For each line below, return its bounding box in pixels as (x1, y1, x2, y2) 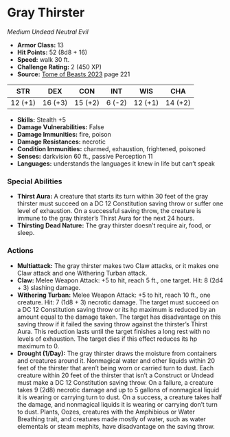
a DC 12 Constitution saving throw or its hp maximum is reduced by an (16, 305, 216, 313)
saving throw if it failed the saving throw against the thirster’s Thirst (16, 320, 208, 328)
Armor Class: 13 (16, 41, 64, 49)
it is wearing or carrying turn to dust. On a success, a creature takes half (16, 393, 222, 401)
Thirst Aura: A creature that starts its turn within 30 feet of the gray (16, 192, 209, 201)
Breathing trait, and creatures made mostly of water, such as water (16, 414, 206, 423)
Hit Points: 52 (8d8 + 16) (16, 48, 88, 56)
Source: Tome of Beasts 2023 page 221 (16, 70, 130, 78)
